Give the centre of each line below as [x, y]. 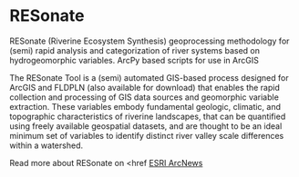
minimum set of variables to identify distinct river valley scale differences [147, 135]
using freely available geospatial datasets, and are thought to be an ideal [146, 126]
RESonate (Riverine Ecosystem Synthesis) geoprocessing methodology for [149, 41]
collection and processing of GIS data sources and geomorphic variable [144, 97]
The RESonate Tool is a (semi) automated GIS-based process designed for [149, 77]
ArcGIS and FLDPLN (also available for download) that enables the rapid [145, 87]
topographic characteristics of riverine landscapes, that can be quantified [148, 116]
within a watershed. [46, 145]
